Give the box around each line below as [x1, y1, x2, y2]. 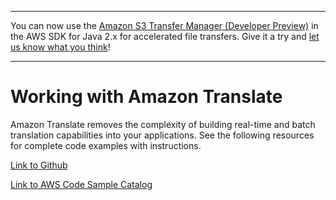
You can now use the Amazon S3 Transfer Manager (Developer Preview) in [10, 20, 319, 31]
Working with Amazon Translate [10, 86, 283, 108]
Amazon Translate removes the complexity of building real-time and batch [10, 118, 316, 130]
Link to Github [10, 159, 68, 171]
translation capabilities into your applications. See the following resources [10, 129, 315, 141]
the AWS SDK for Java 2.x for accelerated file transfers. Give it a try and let [10, 31, 320, 42]
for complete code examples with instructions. [10, 139, 202, 151]
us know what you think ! [10, 41, 111, 53]
